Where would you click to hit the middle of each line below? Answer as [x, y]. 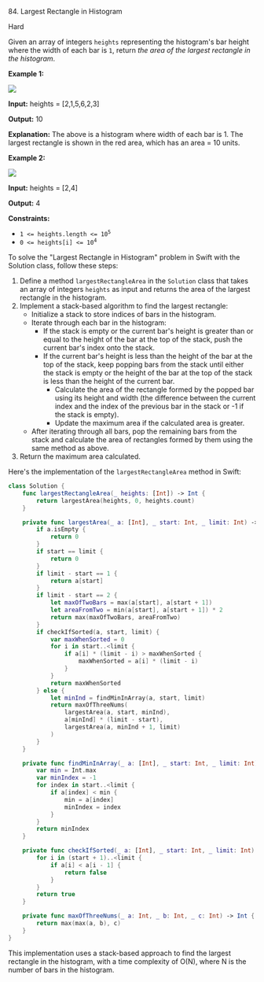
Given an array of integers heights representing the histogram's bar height [129, 42]
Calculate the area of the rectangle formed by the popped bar [154, 389]
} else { [51, 690]
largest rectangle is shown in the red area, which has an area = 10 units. [124, 142]
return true [56, 895]
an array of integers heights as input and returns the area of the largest [135, 289]
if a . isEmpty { [61, 530]
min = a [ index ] [89, 799]
